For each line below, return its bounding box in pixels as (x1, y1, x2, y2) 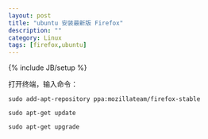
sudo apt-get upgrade (8, 123, 80, 131)
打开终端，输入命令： (8, 79, 78, 89)
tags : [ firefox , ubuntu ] (8, 41, 87, 49)
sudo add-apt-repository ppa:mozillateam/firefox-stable (8, 95, 201, 103)
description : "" (8, 26, 62, 34)
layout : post (8, 11, 52, 20)
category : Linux (8, 33, 62, 42)
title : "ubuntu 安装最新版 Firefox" (8, 19, 124, 27)
